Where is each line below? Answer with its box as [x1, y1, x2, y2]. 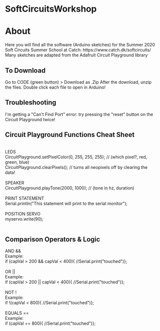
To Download [5, 66, 46, 74]
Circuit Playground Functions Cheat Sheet [5, 130, 135, 139]
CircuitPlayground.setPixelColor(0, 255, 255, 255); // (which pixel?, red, [5, 154, 147, 160]
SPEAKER [5, 180, 24, 185]
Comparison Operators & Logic [5, 235, 100, 243]
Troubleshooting [5, 98, 57, 107]
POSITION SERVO [5, 211, 41, 217]
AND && [5, 248, 21, 254]
